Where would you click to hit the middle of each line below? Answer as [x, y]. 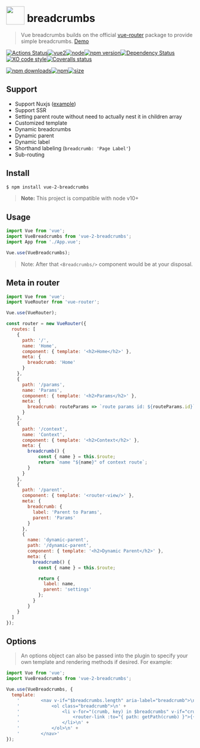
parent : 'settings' [68, 590]
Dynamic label [32, 142]
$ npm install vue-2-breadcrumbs [48, 187]
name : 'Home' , [40, 346]
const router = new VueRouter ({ [46, 324]
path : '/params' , [43, 385]
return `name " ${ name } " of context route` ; [93, 462]
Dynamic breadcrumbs [43, 129]
